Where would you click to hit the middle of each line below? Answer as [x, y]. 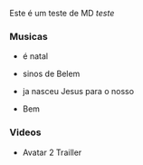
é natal [35, 56]
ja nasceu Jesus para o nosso [78, 92]
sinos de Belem [51, 74]
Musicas [29, 36]
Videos [25, 132]
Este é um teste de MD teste [62, 13]
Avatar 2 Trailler [52, 152]
